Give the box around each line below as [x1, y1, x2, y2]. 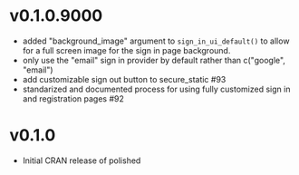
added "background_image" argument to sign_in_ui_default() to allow [22, 35, 290, 46]
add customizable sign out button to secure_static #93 [22, 73, 227, 84]
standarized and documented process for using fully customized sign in [22, 83, 291, 94]
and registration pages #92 [22, 92, 125, 104]
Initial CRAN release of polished [22, 155, 141, 166]
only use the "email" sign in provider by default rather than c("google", [22, 54, 285, 65]
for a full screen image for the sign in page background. [22, 44, 231, 55]
